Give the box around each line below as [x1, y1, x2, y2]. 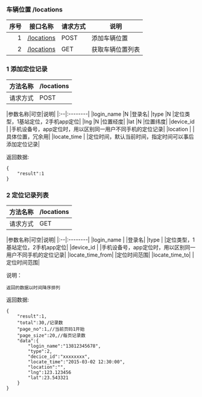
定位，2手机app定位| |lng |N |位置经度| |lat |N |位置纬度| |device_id [29, 117, 195, 125]
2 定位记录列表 [6, 191, 49, 199]
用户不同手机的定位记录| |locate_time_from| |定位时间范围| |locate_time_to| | [6, 251, 194, 258]
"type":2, [28, 348, 52, 354]
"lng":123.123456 [28, 369, 71, 375]
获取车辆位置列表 [91, 45, 140, 54]
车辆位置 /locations [6, 5, 63, 13]
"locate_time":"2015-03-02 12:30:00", [28, 358, 125, 365]
